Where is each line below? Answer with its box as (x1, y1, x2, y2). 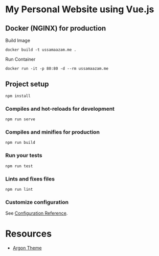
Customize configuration (5, 198, 69, 206)
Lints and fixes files (5, 175, 55, 182)
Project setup (5, 80, 50, 89)
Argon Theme (12, 245, 42, 251)
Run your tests (5, 152, 42, 159)
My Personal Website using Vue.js (5, 4, 154, 15)
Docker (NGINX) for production (5, 24, 106, 33)
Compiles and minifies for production (5, 129, 100, 136)
